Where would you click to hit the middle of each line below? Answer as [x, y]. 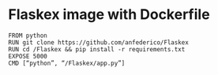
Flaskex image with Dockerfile [109, 15]
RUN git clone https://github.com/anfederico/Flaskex [99, 42]
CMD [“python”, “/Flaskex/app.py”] [67, 63]
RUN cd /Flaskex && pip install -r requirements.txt [97, 49]
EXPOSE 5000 [28, 56]
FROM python [28, 36]
